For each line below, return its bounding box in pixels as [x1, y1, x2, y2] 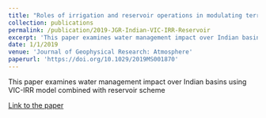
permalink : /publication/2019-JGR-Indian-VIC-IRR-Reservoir [8, 26, 211, 34]
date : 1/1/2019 [8, 41, 59, 49]
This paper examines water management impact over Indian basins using [8, 76, 247, 87]
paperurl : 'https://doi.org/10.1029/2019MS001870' [8, 56, 179, 64]
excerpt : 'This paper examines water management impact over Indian [8, 33, 239, 42]
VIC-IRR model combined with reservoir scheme [8, 85, 165, 94]
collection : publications [8, 19, 93, 27]
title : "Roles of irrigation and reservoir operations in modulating [8, 11, 243, 20]
